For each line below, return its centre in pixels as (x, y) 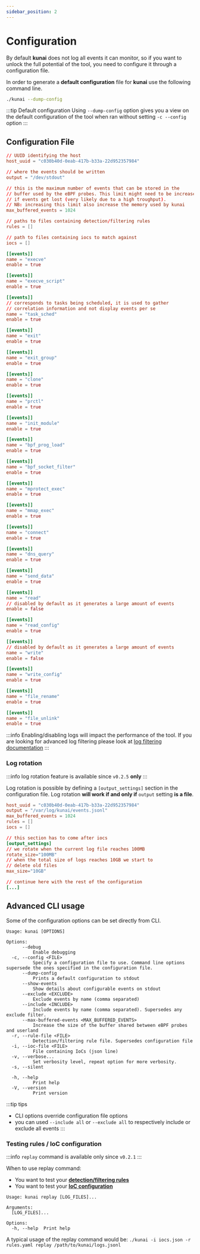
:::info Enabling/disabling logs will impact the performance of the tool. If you (99, 735)
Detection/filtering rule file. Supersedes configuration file (113, 1041)
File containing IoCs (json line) (75, 1051)
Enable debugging (54, 952)
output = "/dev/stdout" (36, 177)
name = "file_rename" (33, 696)
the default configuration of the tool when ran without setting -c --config (96, 117)
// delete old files (32, 866)
